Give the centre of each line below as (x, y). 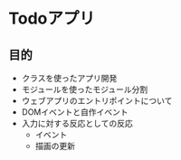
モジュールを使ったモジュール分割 (85, 89)
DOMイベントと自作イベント (75, 112)
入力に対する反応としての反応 (77, 123)
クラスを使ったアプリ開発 (69, 78)
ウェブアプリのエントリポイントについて (97, 101)
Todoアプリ (52, 19)
